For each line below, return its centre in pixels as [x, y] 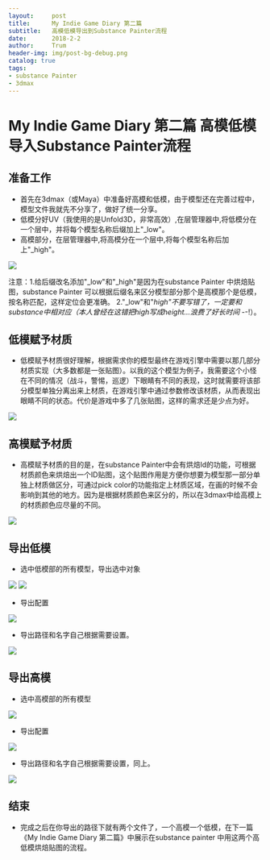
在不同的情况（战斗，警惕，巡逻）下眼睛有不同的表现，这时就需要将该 [137, 380]
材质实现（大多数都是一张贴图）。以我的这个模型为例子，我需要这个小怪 [138, 371]
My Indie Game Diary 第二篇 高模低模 [132, 125]
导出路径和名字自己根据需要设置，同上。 [87, 763]
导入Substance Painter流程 [100, 145]
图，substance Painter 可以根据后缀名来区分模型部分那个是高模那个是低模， [135, 292]
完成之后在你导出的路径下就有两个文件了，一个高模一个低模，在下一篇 [137, 827]
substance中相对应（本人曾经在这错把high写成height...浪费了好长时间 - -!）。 [135, 312]
